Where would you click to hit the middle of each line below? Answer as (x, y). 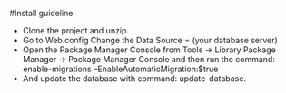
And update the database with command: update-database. (134, 79)
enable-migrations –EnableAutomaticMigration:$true (120, 69)
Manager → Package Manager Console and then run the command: (148, 59)
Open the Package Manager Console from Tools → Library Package (149, 50)
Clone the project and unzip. (76, 30)
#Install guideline (41, 13)
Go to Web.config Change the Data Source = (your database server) (150, 40)
